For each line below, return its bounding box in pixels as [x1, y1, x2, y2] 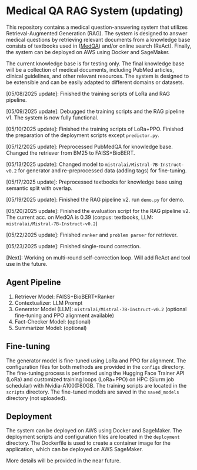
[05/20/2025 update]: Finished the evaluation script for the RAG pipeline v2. [6, 207, 191, 214]
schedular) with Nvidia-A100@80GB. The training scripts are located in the [6, 382, 187, 389]
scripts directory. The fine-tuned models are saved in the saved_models [6, 388, 179, 395]
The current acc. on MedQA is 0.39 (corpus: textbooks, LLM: [6, 214, 153, 221]
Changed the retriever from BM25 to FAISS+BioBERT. [6, 149, 135, 156]
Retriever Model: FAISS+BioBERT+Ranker [14, 293, 115, 300]
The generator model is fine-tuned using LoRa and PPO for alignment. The [6, 357, 186, 364]
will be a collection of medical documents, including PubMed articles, [6, 66, 175, 73]
